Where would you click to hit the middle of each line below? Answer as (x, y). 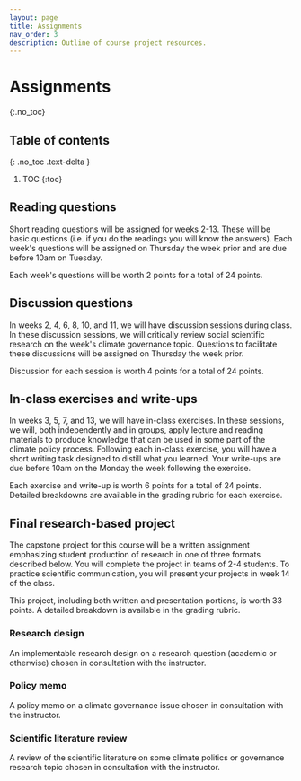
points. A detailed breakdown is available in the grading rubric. (125, 610)
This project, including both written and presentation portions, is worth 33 (146, 601)
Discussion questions (71, 303)
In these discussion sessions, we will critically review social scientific (137, 334)
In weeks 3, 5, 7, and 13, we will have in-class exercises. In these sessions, (147, 421)
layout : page (34, 18)
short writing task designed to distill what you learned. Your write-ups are (145, 459)
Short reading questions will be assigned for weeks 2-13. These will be (140, 229)
